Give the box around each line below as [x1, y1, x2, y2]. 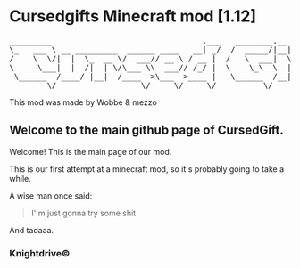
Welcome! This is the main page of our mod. [9, 146, 172, 157]
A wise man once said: [9, 190, 93, 201]
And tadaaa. [9, 224, 54, 235]
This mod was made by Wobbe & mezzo [9, 96, 158, 108]
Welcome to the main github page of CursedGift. [9, 123, 284, 138]
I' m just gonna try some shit [30, 207, 137, 218]
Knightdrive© [9, 247, 71, 259]
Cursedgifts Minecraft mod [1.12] [9, 6, 257, 27]
